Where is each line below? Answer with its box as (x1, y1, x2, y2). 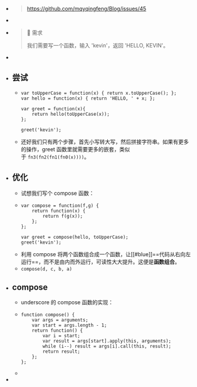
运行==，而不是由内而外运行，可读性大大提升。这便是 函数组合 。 (20, 258, 181, 265)
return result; (42, 349, 81, 355)
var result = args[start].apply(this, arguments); (42, 338, 172, 344)
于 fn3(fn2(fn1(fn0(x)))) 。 (20, 153, 90, 160)
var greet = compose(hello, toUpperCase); (20, 234, 129, 240)
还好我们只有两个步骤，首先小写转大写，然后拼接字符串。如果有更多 (20, 138, 189, 145)
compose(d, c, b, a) (20, 266, 72, 272)
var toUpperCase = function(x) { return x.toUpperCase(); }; (20, 90, 177, 96)
